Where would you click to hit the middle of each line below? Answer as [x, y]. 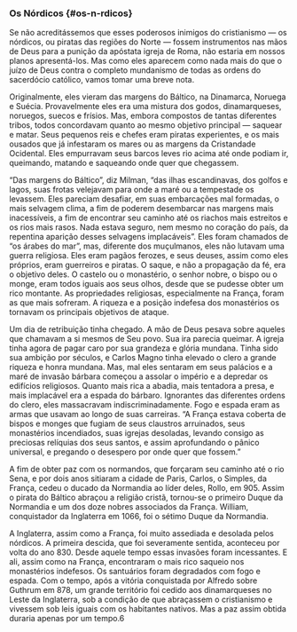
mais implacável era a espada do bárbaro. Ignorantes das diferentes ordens [147, 395]
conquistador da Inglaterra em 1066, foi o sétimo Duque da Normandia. [139, 517]
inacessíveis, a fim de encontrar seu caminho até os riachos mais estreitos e [148, 218]
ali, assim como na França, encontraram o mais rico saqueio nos [127, 562]
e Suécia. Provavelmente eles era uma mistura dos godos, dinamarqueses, [145, 107]
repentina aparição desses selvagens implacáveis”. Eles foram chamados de [149, 237]
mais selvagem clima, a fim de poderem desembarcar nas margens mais [141, 209]
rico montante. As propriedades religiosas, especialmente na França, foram [147, 293]
